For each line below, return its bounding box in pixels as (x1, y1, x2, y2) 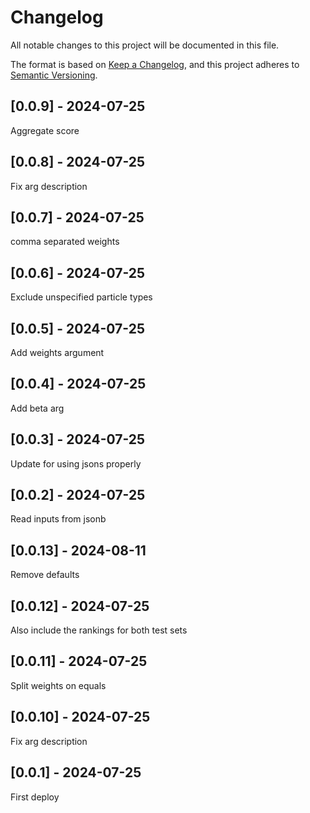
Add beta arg (10, 402, 65, 414)
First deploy (10, 791, 60, 803)
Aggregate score (10, 124, 80, 136)
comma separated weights (10, 236, 120, 248)
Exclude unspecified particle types (10, 291, 153, 303)
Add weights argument (10, 347, 105, 358)
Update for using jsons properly (10, 457, 142, 470)
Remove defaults (10, 569, 80, 581)
